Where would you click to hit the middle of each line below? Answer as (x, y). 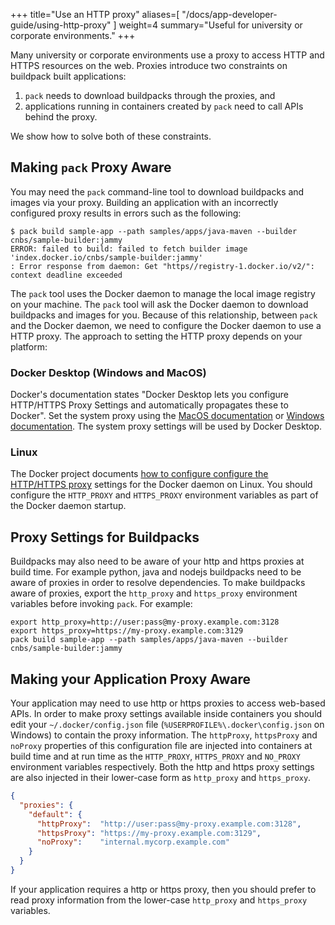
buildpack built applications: (68, 76)
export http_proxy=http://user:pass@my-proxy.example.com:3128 (145, 622)
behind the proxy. (61, 117)
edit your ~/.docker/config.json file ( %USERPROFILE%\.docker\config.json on (167, 725)
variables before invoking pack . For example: (101, 604)
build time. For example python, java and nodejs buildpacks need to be (156, 572)
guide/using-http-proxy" (61, 25)
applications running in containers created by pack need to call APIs (164, 106)
